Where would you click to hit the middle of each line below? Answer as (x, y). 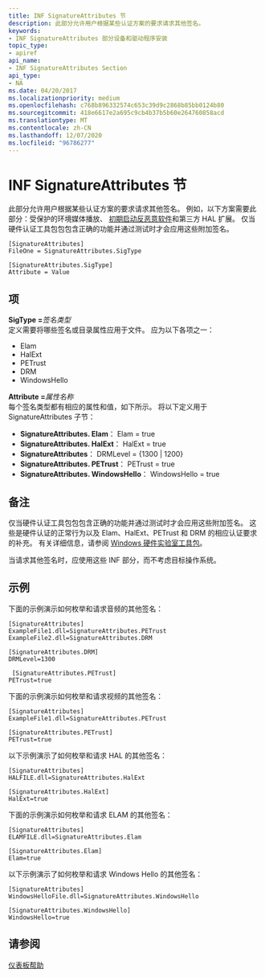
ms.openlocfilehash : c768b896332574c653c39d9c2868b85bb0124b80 (116, 105)
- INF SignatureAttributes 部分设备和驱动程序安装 (88, 38)
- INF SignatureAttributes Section (68, 68)
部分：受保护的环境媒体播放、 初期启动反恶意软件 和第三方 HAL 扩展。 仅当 (132, 219)
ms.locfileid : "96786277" (51, 143)
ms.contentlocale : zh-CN (50, 128)
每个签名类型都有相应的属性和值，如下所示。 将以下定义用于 (108, 407)
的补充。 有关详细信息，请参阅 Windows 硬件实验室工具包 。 (108, 543)
